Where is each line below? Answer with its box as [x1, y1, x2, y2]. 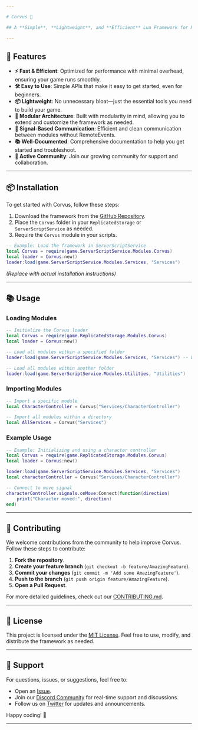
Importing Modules [6, 384, 62, 393]
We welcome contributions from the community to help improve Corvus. [6, 539, 181, 546]
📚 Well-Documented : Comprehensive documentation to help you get [14, 138, 184, 145]
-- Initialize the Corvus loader [6, 327, 88, 334]
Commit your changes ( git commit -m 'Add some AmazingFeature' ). [14, 569, 180, 576]
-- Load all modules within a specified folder [6, 349, 126, 355]
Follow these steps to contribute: [6, 545, 86, 552]
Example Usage [6, 434, 52, 442]
